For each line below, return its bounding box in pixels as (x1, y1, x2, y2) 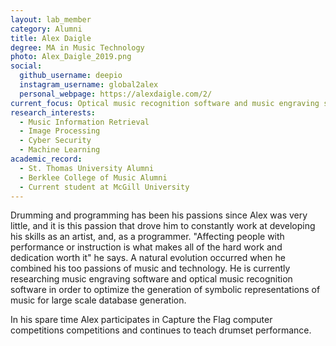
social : (10, 61, 43, 71)
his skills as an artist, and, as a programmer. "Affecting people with (10, 231, 285, 243)
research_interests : (10, 107, 97, 118)
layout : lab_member (10, 14, 92, 25)
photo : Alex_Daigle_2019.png (10, 52, 132, 62)
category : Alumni (10, 24, 83, 34)
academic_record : (10, 154, 83, 164)
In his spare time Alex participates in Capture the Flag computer (10, 314, 273, 326)
